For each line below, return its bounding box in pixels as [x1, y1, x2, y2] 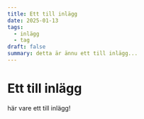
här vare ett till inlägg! [7, 103, 71, 112]
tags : [7, 23, 23, 30]
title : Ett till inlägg [7, 10, 78, 18]
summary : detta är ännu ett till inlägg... [7, 50, 138, 57]
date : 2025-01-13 [7, 17, 59, 24]
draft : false [7, 43, 46, 50]
